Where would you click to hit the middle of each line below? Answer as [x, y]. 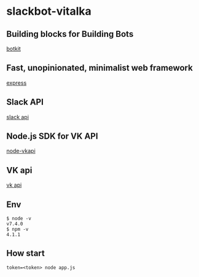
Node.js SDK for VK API [52, 136]
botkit [14, 49]
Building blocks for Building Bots [70, 34]
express [17, 83]
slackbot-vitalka [49, 11]
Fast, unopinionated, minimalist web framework [100, 68]
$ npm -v [18, 229]
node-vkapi [21, 151]
